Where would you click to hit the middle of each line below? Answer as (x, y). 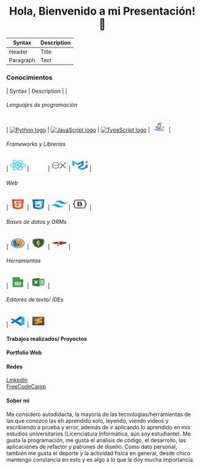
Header (18, 52)
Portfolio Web (24, 353)
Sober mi (18, 400)
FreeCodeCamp (26, 387)
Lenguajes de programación (42, 105)
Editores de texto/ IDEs (35, 299)
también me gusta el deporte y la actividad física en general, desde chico (98, 453)
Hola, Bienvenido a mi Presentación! (102, 11)
